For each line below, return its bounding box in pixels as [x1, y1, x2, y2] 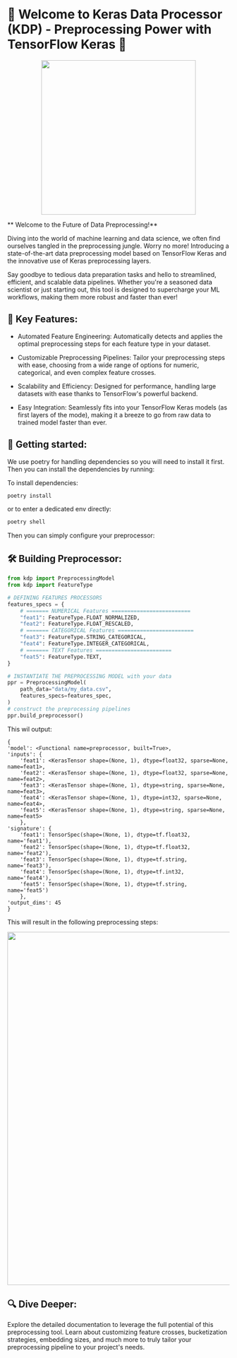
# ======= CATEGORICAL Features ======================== [20, 627, 194, 634]
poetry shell [7, 518, 46, 525]
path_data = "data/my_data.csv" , [20, 686, 112, 693]
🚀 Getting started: [7, 439, 87, 451]
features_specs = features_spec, [20, 692, 112, 700]
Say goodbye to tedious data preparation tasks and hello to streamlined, [7, 270, 217, 278]
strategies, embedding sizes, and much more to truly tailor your [7, 1335, 192, 1344]
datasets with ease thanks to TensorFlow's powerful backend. [17, 389, 198, 398]
